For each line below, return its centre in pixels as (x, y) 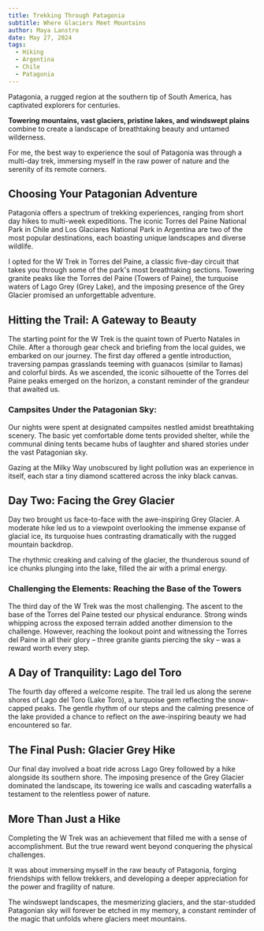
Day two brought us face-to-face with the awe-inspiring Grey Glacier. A (124, 520)
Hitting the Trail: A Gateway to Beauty (102, 320)
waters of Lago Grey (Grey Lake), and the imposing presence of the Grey (126, 287)
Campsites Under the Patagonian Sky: (83, 409)
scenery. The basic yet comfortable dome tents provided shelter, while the (129, 436)
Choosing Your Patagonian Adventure (103, 194)
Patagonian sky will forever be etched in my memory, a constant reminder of (132, 910)
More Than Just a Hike (64, 819)
